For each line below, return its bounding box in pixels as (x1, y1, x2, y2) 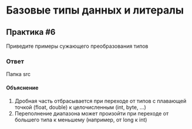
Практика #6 (6, 27, 56, 37)
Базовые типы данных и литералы (6, 4, 184, 17)
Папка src (6, 71, 31, 78)
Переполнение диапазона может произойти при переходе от (14, 110, 169, 117)
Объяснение (6, 84, 39, 91)
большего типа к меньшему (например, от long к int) (14, 116, 147, 123)
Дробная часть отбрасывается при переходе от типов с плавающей (14, 97, 187, 104)
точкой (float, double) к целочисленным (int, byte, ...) (14, 104, 147, 111)
